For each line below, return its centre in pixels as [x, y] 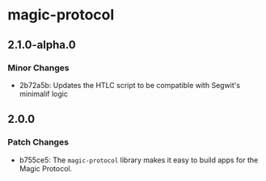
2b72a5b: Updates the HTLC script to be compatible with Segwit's [129, 85]
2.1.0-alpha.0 [42, 45]
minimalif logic [43, 94]
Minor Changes [38, 68]
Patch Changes [38, 142]
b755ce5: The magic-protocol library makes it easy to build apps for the [139, 160]
